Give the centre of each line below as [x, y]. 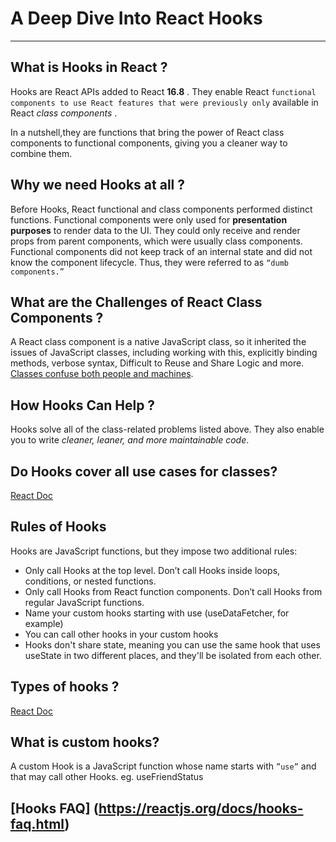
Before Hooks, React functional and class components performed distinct [161, 209]
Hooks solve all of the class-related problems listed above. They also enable [167, 429]
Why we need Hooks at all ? [97, 185]
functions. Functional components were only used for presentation [149, 219]
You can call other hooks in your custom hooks [121, 634]
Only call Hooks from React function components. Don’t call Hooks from [173, 591]
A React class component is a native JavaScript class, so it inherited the [158, 342]
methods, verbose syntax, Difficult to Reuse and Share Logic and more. [157, 363]
